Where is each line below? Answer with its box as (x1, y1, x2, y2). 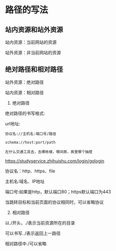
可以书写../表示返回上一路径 (5, 230, 61, 236)
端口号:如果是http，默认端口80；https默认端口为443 (5, 188, 111, 194)
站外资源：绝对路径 (5, 79, 44, 85)
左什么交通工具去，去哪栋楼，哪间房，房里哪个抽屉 (5, 149, 93, 154)
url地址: (5, 121, 21, 126)
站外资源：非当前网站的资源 (5, 50, 61, 55)
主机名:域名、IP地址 (5, 178, 45, 184)
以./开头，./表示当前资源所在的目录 (5, 220, 75, 226)
